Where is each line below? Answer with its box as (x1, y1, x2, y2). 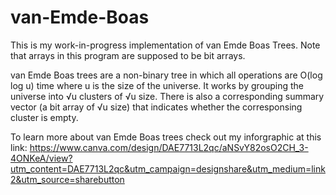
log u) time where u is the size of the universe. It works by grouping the (10, 79, 305, 91)
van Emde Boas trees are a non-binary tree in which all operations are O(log (10, 69, 323, 81)
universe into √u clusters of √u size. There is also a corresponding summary (10, 90, 325, 102)
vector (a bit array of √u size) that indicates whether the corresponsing (10, 101, 303, 113)
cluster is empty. (10, 111, 79, 123)
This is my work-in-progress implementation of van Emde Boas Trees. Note (10, 39, 321, 51)
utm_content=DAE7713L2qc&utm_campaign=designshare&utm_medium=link (10, 162, 326, 175)
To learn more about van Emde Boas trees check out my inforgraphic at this (10, 131, 322, 143)
